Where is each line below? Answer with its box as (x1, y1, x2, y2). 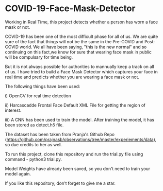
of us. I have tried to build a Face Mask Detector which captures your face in (5, 69, 158, 74)
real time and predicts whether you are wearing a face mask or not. (5, 74, 140, 80)
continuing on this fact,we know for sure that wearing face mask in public (5, 49, 152, 55)
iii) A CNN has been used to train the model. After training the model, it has (5, 117, 154, 122)
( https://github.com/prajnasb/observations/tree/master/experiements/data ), (5, 137, 157, 142)
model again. (5, 171, 31, 176)
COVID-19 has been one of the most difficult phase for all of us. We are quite (5, 34, 159, 39)
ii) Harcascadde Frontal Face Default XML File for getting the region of (5, 102, 146, 108)
